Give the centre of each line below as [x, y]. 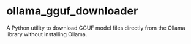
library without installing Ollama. [47, 34]
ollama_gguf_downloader [72, 11]
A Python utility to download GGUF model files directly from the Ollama [96, 28]
